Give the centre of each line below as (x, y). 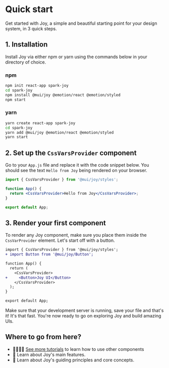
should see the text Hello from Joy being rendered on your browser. (76, 171)
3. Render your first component (55, 223)
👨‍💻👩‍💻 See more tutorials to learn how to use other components (78, 349)
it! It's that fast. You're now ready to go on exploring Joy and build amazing (83, 316)
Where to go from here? (43, 337)
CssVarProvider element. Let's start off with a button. (60, 240)
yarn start (17, 137)
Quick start (29, 9)
